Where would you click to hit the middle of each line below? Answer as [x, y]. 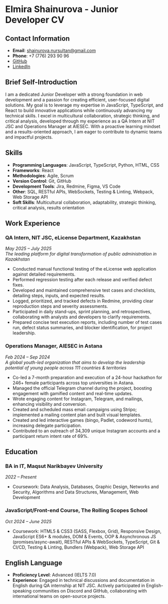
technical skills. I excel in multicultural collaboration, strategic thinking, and [82, 115]
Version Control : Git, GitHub [42, 181]
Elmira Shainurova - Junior [62, 9]
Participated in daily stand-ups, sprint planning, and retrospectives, [82, 312]
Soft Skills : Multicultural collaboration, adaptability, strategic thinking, [84, 202]
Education [22, 452]
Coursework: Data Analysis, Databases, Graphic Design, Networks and [86, 487]
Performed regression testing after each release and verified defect [82, 280]
